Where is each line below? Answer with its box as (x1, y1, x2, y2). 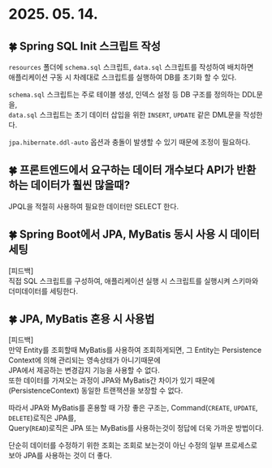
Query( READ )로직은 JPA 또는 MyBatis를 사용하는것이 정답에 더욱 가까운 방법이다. (8, 423, 264, 433)
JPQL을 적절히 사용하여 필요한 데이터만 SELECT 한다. (8, 201, 179, 211)
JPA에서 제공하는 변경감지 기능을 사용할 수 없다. (8, 366, 160, 376)
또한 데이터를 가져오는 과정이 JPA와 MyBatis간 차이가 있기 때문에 (8, 376, 215, 385)
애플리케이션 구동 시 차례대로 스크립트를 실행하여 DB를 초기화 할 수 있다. (8, 72, 237, 82)
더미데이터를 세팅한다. (8, 286, 79, 296)
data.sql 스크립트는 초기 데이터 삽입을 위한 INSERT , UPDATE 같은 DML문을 (8, 110, 242, 119)
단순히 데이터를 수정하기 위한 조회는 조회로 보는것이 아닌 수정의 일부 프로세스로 (8, 440, 258, 450)
